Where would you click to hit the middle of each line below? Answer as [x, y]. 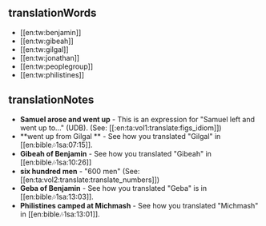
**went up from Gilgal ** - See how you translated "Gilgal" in [120, 136]
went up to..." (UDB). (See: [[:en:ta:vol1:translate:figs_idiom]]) [121, 128]
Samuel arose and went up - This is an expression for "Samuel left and [137, 119]
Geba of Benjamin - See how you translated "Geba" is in [113, 188]
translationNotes [51, 100]
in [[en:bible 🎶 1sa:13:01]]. [60, 214]
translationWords [52, 13]
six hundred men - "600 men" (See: [80, 171]
